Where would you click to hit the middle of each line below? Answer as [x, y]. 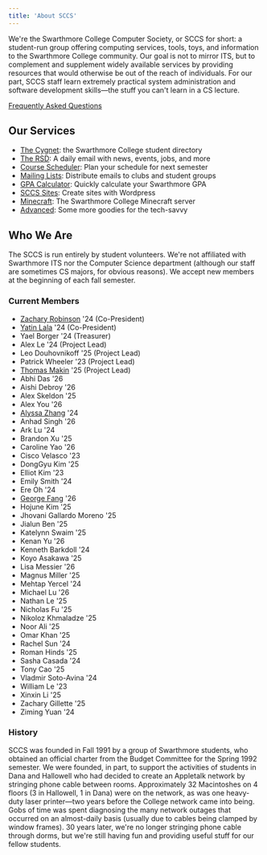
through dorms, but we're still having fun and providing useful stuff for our [131, 835]
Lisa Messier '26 [47, 566]
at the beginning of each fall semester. [72, 280]
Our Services [42, 131]
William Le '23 [43, 686]
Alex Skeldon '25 [48, 396]
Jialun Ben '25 [44, 524]
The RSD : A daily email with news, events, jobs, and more [115, 158]
